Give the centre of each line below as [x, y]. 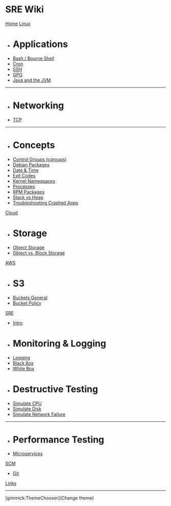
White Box [23, 369]
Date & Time [26, 170]
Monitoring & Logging [59, 343]
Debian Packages [31, 165]
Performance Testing [58, 439]
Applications [40, 44]
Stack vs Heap [28, 197]
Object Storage [28, 247]
